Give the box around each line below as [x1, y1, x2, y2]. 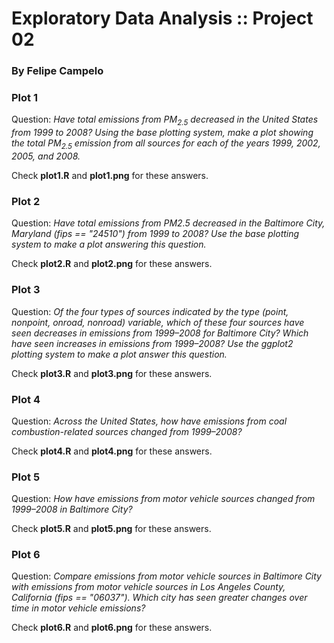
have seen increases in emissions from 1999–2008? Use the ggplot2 [11, 337, 294, 349]
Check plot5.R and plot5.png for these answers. [11, 523, 212, 535]
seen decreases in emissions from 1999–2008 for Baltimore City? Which [11, 327, 309, 339]
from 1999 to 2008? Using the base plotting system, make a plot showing [11, 127, 314, 139]
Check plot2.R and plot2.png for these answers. [11, 258, 213, 270]
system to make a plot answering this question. [11, 238, 207, 251]
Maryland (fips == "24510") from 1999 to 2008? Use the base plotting [11, 228, 300, 240]
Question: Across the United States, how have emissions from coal [11, 415, 288, 427]
